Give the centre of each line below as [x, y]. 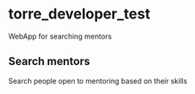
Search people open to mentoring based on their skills [98, 80]
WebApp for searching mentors [60, 36]
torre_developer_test [79, 14]
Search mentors [49, 61]
